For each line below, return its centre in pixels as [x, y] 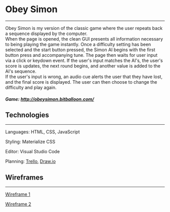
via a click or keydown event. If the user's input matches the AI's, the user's [84, 60]
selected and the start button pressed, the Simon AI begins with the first [80, 50]
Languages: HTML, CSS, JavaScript [42, 132]
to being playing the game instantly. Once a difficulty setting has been [78, 44]
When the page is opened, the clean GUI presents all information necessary [84, 39]
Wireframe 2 [18, 204]
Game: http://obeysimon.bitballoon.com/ [50, 99]
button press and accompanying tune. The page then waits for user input [81, 55]
